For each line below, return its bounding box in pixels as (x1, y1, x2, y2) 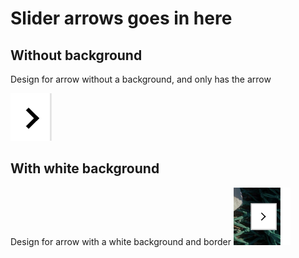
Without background (10, 47, 143, 64)
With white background (10, 160, 160, 177)
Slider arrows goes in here (10, 7, 233, 30)
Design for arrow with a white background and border (10, 235, 232, 247)
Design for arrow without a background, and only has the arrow (10, 73, 272, 85)
